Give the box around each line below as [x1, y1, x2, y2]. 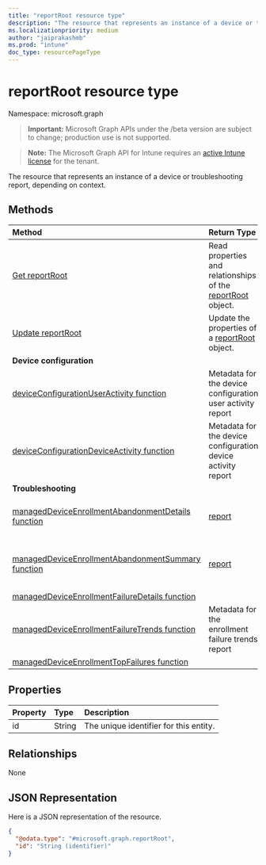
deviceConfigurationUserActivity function [12, 388, 167, 399]
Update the [208, 312, 251, 323]
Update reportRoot [12, 327, 82, 338]
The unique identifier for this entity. [84, 720, 215, 731]
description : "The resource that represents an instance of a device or [8, 19, 253, 27]
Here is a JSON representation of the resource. [8, 812, 162, 821]
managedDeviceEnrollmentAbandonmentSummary [12, 553, 201, 564]
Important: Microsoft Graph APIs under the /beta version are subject [27, 124, 252, 133]
